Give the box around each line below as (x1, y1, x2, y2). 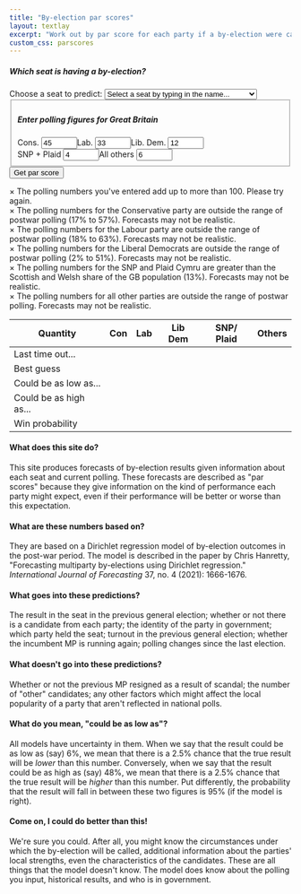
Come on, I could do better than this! (9, 816, 148, 827)
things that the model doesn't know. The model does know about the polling (9, 864, 290, 875)
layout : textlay (9, 22, 70, 30)
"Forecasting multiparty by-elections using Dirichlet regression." (9, 560, 246, 570)
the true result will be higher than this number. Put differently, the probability (9, 777, 291, 787)
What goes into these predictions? (9, 589, 141, 601)
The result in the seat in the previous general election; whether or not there (9, 610, 287, 621)
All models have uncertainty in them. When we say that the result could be (9, 738, 284, 749)
